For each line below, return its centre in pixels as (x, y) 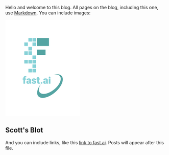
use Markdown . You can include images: (48, 13)
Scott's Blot (24, 130)
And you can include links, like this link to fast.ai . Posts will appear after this (85, 142)
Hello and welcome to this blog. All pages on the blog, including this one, (82, 7)
